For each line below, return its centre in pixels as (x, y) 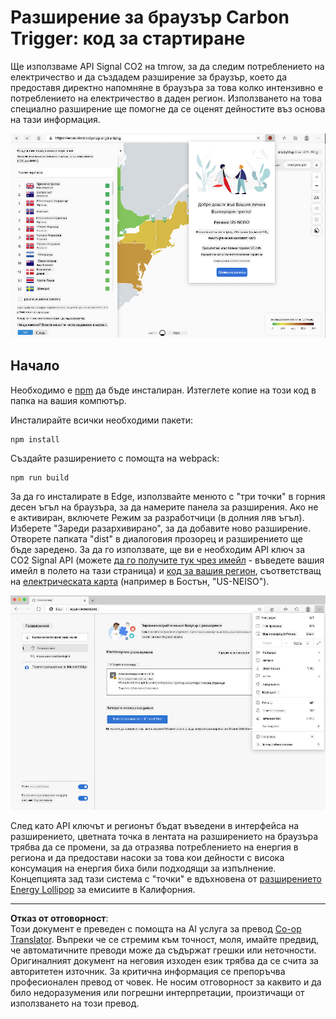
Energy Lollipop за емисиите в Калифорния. (103, 889)
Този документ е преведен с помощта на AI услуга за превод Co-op (156, 928)
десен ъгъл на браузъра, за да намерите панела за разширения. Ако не (164, 507)
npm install (35, 439)
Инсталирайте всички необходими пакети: (102, 420)
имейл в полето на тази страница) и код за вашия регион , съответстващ (166, 570)
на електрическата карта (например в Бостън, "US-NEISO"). (140, 581)
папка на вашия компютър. (68, 400)
